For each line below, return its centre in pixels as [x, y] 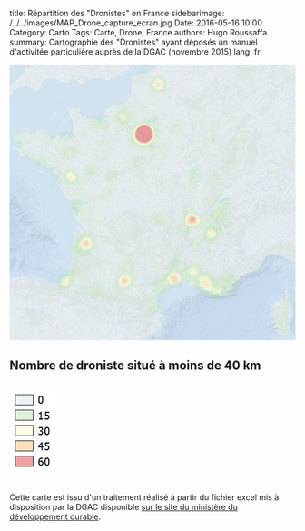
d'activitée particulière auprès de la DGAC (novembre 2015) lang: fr [135, 52]
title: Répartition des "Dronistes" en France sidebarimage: [117, 13]
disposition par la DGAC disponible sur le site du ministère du [124, 506]
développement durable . [55, 516]
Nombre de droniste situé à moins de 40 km [135, 366]
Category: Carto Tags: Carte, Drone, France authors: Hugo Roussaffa [138, 32]
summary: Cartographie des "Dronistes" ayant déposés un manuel [133, 42]
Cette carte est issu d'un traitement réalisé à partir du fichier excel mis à [144, 497]
